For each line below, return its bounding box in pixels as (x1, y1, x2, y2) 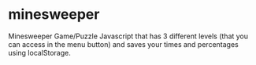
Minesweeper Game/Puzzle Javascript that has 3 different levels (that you (8, 31, 249, 41)
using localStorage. (8, 48, 71, 57)
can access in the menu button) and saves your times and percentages (8, 39, 239, 49)
